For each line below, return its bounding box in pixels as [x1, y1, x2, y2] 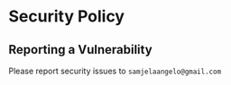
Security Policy [8, 6, 125, 27]
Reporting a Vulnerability [8, 42, 152, 57]
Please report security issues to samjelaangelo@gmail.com [8, 65, 222, 76]
